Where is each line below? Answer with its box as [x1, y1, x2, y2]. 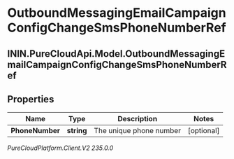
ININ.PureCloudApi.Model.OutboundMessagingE [7, 48, 226, 60]
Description [117, 114, 158, 124]
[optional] [187, 126, 220, 136]
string [66, 126, 87, 136]
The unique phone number [94, 126, 182, 136]
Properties [7, 93, 54, 105]
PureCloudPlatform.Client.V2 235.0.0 [7, 144, 114, 152]
